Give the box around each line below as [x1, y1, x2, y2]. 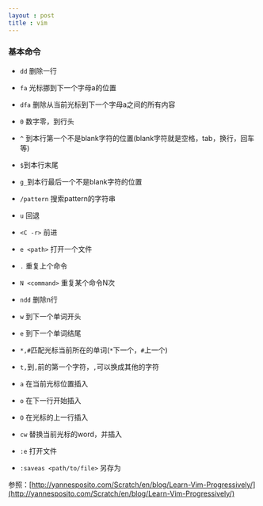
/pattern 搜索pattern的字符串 [19, 193, 116, 203]
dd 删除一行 [19, 66, 58, 75]
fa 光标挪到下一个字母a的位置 [19, 82, 116, 92]
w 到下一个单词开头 [19, 311, 82, 321]
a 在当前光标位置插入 [19, 379, 89, 388]
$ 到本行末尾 [19, 160, 59, 169]
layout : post [8, 11, 55, 20]
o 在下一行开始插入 [19, 395, 82, 405]
